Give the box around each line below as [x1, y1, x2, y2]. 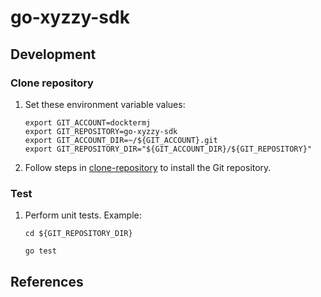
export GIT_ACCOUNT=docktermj [24, 117, 152, 128]
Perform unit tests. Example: [24, 209, 142, 221]
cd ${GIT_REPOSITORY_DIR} [24, 229, 133, 239]
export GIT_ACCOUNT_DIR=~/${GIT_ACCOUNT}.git [24, 135, 218, 145]
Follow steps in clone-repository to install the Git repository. [24, 161, 272, 173]
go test [24, 246, 57, 256]
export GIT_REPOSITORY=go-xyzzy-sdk [24, 126, 178, 136]
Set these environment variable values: [24, 98, 186, 110]
